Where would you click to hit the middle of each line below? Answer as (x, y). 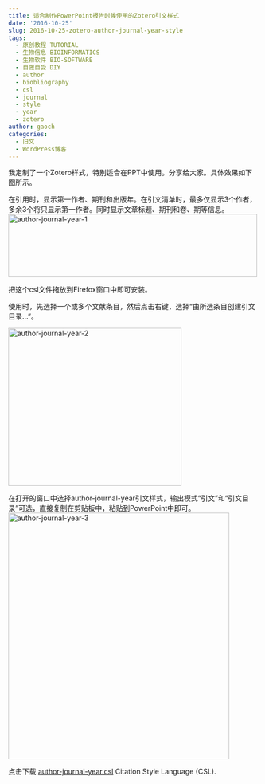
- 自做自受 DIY (38, 68)
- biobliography (42, 82)
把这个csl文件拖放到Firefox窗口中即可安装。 (80, 290)
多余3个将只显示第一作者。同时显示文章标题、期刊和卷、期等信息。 (119, 210)
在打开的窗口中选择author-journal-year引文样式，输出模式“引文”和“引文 (125, 498)
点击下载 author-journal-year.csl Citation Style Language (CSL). (112, 772)
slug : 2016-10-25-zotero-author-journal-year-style (95, 30)
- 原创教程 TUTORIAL (47, 45)
